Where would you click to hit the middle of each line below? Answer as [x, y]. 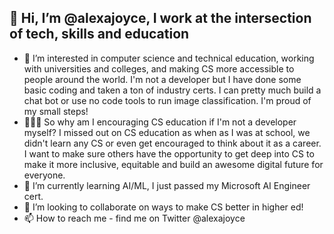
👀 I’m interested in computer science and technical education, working [169, 58]
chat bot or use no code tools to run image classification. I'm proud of [167, 100]
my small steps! [56, 111]
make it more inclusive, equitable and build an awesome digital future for [173, 164]
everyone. [44, 175]
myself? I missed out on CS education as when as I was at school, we [167, 132]
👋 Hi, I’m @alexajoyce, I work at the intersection [160, 18]
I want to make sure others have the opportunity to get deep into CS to [169, 153]
